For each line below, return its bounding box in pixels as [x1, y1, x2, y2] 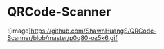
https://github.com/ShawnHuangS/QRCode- [30, 27, 157, 35]
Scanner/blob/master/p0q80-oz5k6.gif [7, 33, 118, 42]
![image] [7, 27, 31, 35]
